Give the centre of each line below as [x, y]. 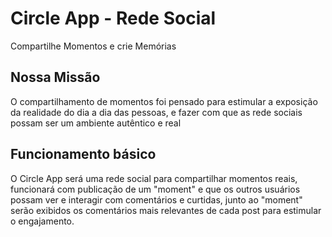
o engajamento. [42, 221]
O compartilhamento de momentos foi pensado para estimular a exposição [164, 101]
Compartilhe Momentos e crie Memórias [93, 46]
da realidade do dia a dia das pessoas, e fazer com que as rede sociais [156, 112]
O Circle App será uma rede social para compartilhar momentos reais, [154, 178]
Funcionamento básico [83, 154]
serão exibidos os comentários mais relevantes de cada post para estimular [166, 210]
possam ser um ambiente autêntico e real [96, 123]
